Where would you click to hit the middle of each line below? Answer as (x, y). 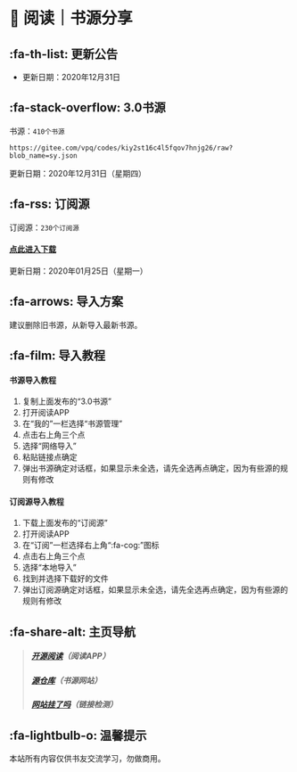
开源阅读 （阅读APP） (70, 656)
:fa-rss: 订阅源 (50, 205)
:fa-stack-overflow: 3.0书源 (88, 108)
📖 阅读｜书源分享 (71, 18)
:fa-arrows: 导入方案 (66, 302)
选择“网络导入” (49, 446)
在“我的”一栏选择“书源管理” (72, 423)
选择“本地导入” (49, 568)
